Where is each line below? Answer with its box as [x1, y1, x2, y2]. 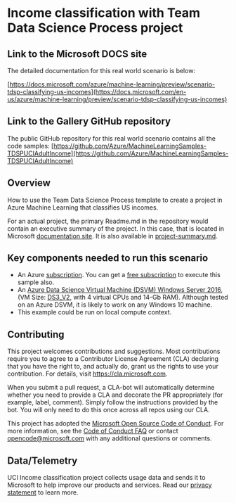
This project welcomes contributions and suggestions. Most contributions [7, 347, 221, 356]
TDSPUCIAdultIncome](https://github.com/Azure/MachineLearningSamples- [7, 149, 229, 158]
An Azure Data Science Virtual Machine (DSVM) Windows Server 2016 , [17, 286, 223, 294]
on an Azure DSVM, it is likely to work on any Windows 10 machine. [17, 300, 213, 309]
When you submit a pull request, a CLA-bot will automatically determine [7, 383, 215, 392]
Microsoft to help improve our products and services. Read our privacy [7, 480, 212, 490]
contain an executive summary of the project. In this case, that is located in [7, 224, 225, 233]
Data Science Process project [7, 20, 183, 36]
